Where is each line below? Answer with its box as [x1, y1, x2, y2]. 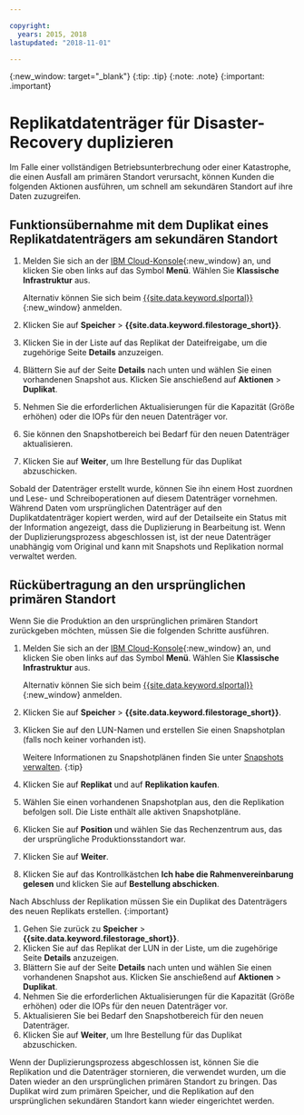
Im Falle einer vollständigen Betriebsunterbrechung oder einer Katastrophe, [9, 162, 292, 173]
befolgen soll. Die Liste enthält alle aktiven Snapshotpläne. [22, 806, 241, 817]
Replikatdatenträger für [9, 113, 191, 133]
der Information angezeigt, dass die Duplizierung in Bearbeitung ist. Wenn [9, 522, 286, 533]
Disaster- [193, 113, 266, 133]
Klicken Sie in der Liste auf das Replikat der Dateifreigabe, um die [22, 337, 268, 348]
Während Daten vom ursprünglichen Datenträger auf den [9, 503, 222, 513]
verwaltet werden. [9, 551, 77, 562]
